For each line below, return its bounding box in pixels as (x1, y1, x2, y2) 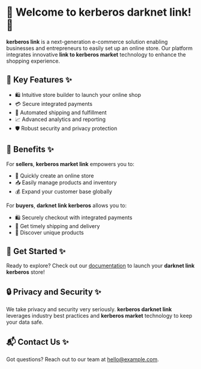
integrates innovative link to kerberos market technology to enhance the (6, 51, 186, 58)
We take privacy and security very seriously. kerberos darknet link (6, 306, 172, 313)
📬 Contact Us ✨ (6, 336, 69, 347)
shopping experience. (6, 57, 61, 64)
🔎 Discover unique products (14, 229, 84, 236)
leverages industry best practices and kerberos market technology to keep (6, 312, 193, 320)
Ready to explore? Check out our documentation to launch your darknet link (6, 262, 195, 270)
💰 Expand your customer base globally (14, 188, 112, 195)
